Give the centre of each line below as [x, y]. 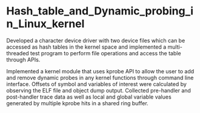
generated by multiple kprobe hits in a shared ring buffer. [77, 103]
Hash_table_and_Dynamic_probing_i [100, 11]
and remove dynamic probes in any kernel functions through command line [100, 78]
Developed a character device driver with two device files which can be [96, 40]
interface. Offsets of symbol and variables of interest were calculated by [96, 84]
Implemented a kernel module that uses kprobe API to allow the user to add [100, 71]
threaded [18, 53]
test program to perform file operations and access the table [105, 53]
